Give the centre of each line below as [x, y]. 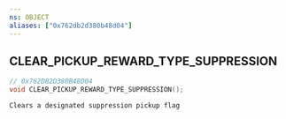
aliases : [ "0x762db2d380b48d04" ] [71, 26]
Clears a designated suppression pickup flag [94, 106]
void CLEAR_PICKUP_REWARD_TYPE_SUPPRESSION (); [97, 90]
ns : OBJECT [29, 17]
